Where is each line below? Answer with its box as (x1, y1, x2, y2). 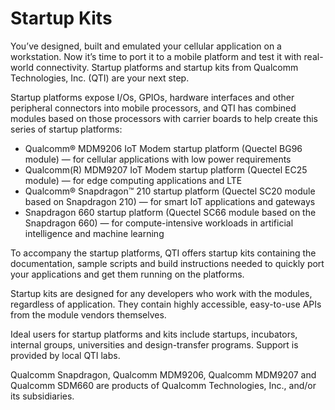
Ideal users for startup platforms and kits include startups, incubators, (10, 328, 298, 340)
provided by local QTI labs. (10, 349, 121, 361)
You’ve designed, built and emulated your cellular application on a (10, 40, 282, 52)
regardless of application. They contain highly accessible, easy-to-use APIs (10, 298, 322, 310)
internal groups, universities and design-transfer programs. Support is (10, 338, 299, 351)
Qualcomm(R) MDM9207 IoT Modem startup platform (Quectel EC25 (24, 163, 308, 176)
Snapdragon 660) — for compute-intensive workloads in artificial (24, 217, 294, 229)
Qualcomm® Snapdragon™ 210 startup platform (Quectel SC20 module (24, 185, 316, 197)
